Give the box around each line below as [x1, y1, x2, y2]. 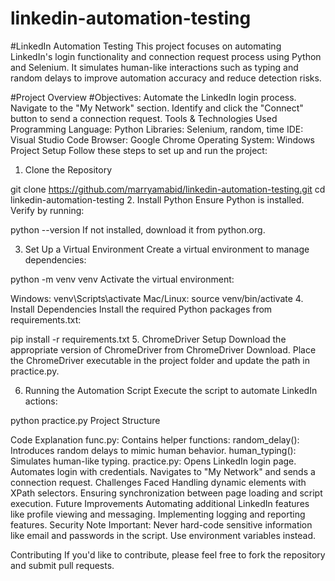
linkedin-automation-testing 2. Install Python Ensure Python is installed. [10, 193, 305, 206]
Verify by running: [10, 204, 85, 216]
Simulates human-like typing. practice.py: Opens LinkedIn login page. [10, 455, 297, 467]
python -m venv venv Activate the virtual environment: [10, 273, 235, 285]
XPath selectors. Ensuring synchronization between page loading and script [10, 487, 323, 499]
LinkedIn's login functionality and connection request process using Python [10, 50, 322, 62]
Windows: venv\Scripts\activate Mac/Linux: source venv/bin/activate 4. [10, 292, 304, 304]
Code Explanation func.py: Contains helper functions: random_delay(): [10, 433, 300, 446]
